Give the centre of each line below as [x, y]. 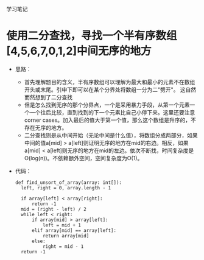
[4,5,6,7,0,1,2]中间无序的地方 [79, 51]
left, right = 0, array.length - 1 [66, 188]
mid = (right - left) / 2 [54, 209]
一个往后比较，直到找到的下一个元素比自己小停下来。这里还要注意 [112, 112]
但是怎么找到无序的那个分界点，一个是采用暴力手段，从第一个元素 [107, 105]
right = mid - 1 [63, 246]
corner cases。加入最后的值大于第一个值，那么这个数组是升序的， [107, 120]
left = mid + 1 [62, 225]
